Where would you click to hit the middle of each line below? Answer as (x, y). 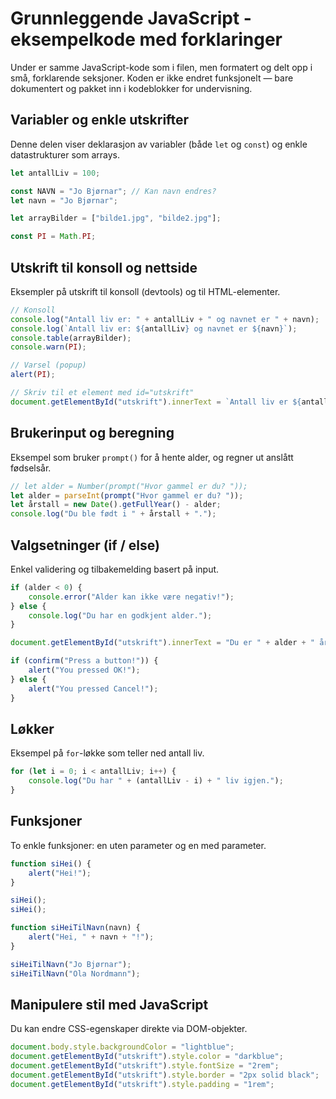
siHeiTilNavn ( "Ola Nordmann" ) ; (75, 973)
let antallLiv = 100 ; (55, 173)
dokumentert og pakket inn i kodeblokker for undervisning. (131, 88)
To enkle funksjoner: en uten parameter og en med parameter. (138, 845)
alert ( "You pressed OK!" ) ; (84, 670)
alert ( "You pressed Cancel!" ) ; (93, 688)
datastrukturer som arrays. (65, 154)
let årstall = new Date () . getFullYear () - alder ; (116, 505)
